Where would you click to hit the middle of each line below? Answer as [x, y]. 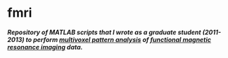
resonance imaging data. [45, 47]
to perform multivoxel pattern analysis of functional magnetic [119, 39]
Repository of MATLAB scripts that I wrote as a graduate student [104, 32]
